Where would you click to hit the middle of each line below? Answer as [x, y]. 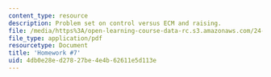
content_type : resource [48, 16]
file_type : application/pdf [56, 38]
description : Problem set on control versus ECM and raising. [115, 23]
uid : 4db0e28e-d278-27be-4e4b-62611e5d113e [83, 61]
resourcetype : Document [48, 46]
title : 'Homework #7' [45, 53]
